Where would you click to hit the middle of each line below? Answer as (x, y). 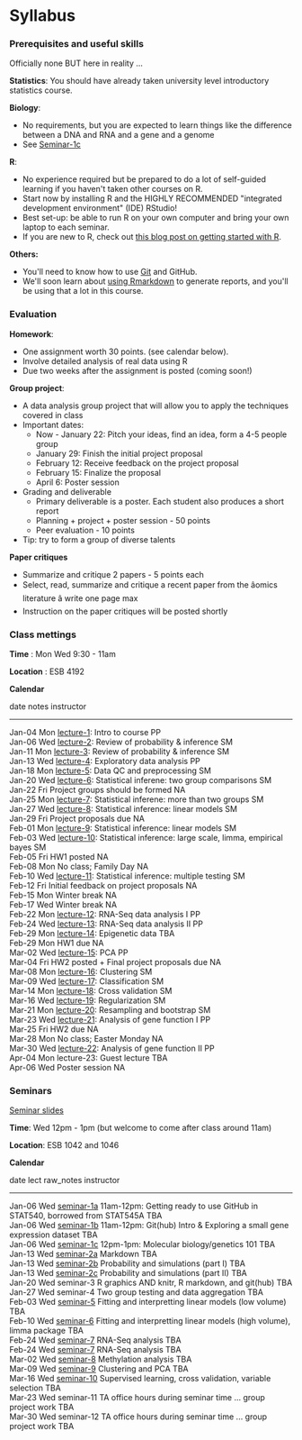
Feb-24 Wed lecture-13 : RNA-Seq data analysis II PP (107, 924)
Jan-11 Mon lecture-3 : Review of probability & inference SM (120, 752)
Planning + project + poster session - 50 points (123, 520)
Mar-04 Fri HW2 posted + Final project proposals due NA (115, 962)
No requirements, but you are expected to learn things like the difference (157, 125)
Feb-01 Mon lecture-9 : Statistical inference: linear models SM (123, 828)
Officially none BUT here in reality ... (76, 63)
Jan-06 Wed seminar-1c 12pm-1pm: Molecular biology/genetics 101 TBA (142, 1244)
